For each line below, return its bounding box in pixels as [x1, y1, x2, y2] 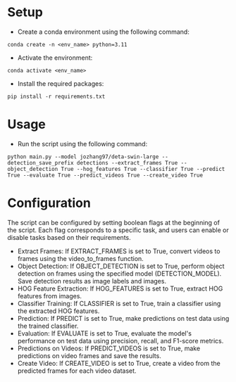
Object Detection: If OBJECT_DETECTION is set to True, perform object [17, 262, 225, 270]
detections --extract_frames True [76, 159, 178, 166]
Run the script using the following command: [17, 139, 148, 148]
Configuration [7, 195, 92, 211]
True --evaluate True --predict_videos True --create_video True [7, 172, 203, 179]
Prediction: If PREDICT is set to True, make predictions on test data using [17, 314, 230, 322]
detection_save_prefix [7, 159, 74, 166]
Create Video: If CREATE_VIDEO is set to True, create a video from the [17, 359, 221, 367]
